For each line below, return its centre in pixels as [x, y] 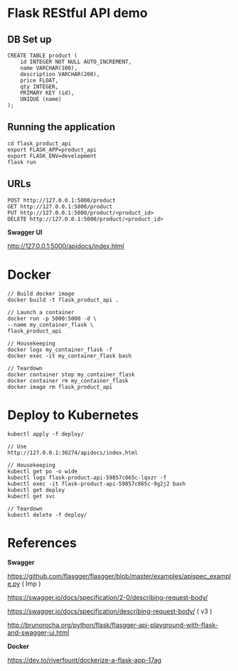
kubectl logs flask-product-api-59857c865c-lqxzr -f [87, 478]
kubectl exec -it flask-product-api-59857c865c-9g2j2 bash [97, 484]
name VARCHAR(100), [49, 68]
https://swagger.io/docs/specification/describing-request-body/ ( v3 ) [110, 611]
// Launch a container [41, 312]
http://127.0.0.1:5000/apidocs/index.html [66, 246]
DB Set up [29, 39]
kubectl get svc [31, 496]
